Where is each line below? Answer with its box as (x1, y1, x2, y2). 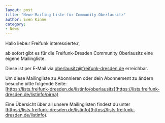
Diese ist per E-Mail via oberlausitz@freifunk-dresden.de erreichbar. (5, 66, 148, 72)
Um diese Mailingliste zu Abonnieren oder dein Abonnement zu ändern (5, 75, 154, 81)
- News (5, 26, 19, 32)
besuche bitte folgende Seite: (5, 81, 67, 87)
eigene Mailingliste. (5, 55, 46, 61)
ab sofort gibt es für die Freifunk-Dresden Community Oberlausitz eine (5, 50, 153, 56)
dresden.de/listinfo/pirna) (5, 91, 59, 98)
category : (5, 21, 26, 27)
